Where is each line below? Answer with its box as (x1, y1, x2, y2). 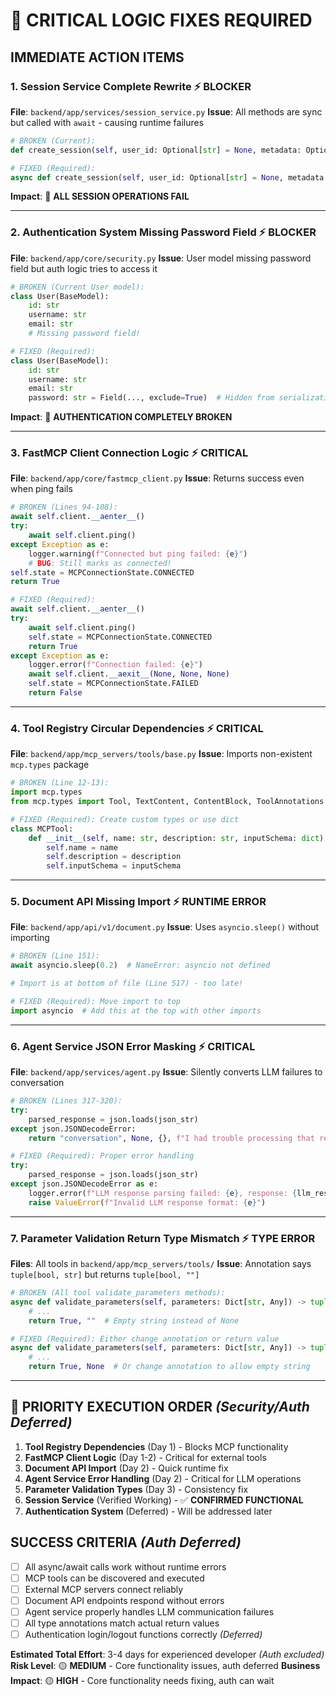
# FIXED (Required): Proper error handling (10, 1151, 195, 1161)
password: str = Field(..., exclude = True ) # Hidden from (28, 393, 275, 403)
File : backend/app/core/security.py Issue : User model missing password (10, 252, 312, 264)
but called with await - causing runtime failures (10, 116, 205, 128)
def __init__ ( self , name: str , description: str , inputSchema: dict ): (28, 833, 329, 843)
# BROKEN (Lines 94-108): (10, 502, 118, 513)
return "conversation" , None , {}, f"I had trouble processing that (28, 1133, 315, 1143)
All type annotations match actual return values (24, 1617, 220, 1629)
